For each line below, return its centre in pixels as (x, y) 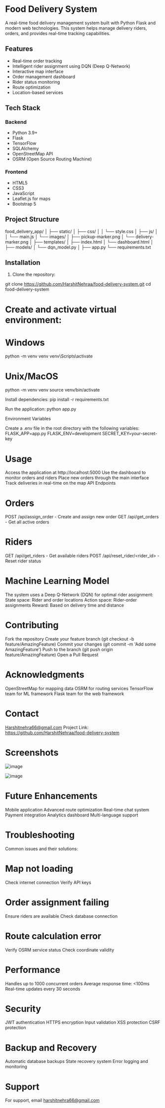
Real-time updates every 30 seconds (43, 989)
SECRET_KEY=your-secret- (130, 434)
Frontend (16, 172)
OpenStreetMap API (33, 154)
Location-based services (38, 92)
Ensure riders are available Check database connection (61, 916)
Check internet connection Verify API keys (48, 882)
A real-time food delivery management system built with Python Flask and (80, 23)
